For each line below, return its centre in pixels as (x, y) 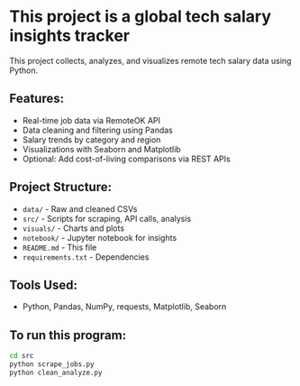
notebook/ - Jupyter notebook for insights (100, 237)
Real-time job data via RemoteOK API (91, 120)
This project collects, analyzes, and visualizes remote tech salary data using (150, 60)
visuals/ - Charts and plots (73, 228)
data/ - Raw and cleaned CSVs (80, 208)
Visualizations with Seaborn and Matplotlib (102, 149)
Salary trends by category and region (91, 139)
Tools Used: (44, 285)
